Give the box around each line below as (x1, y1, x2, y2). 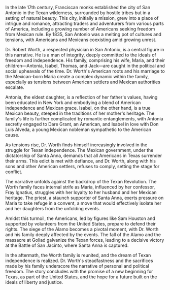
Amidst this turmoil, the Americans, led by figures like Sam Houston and (5, 215, 156, 221)
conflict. (5, 169, 23, 175)
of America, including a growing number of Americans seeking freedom (5, 26, 155, 32)
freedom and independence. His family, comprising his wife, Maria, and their (5, 57, 165, 63)
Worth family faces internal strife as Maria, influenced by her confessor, (5, 184, 155, 190)
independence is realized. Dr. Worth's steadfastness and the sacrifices (5, 257, 153, 264)
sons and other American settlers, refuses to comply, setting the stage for (5, 164, 160, 169)
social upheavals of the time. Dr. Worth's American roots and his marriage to (5, 68, 165, 74)
